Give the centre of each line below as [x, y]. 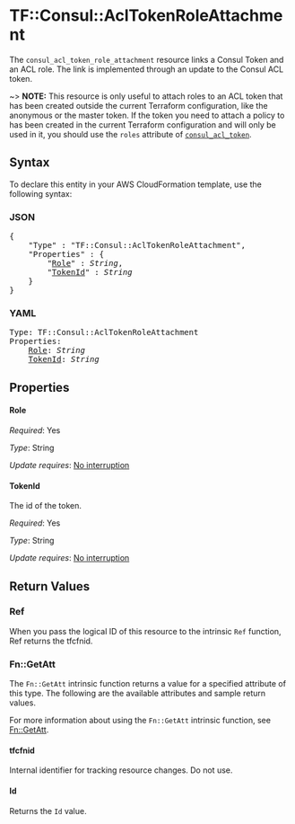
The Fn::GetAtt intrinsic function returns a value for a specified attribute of [148, 684]
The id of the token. [46, 506]
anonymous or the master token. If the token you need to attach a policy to [147, 115]
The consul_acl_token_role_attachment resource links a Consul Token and [147, 59]
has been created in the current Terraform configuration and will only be [143, 124]
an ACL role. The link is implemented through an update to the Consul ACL [147, 69]
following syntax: [41, 193]
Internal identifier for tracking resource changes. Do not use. [121, 770]
